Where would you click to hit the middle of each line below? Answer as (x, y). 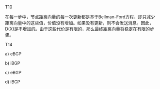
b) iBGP (13, 63)
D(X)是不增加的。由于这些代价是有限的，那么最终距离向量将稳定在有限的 (78, 29)
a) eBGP (13, 54)
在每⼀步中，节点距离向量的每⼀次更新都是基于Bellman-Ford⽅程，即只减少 (80, 17)
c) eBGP (13, 72)
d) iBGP (13, 82)
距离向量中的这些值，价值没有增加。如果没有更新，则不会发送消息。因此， (79, 23)
